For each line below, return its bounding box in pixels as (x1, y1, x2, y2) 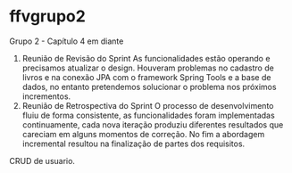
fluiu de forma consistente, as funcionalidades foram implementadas (21, 110, 275, 120)
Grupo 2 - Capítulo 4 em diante (9, 36, 124, 46)
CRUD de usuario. (9, 155, 76, 166)
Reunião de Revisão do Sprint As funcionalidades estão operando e (21, 53, 271, 63)
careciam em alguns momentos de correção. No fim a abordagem (21, 128, 265, 139)
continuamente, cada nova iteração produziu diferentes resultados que (21, 119, 284, 130)
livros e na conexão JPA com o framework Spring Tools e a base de (21, 71, 271, 82)
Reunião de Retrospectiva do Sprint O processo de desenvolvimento (21, 100, 274, 111)
